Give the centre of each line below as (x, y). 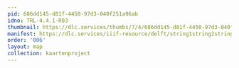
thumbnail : (23, 27)
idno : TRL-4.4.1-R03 (38, 21)
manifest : (22, 34)
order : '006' (27, 40)
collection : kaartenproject (49, 54)
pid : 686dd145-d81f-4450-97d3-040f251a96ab (73, 14)
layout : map (25, 47)
